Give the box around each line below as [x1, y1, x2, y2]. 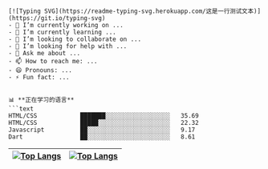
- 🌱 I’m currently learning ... [8, 28, 116, 36]
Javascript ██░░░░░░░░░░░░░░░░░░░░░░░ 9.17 [8, 126, 196, 134]
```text [8, 105, 35, 113]
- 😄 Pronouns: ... [8, 66, 72, 74]
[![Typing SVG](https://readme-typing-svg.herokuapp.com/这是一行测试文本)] [8, 7, 262, 15]
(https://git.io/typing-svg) [8, 14, 106, 22]
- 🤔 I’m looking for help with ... [8, 42, 128, 50]
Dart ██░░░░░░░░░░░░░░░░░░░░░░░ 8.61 [8, 133, 196, 141]
